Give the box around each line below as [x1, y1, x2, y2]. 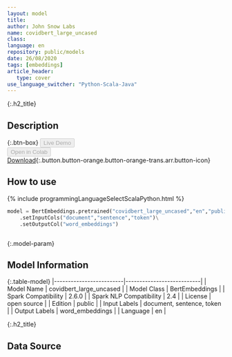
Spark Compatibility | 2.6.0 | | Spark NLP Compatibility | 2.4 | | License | [7, 292, 212, 300]
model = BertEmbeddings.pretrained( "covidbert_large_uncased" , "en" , [7, 208, 209, 215]
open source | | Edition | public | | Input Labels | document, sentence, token [7, 300, 222, 308]
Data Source [7, 340, 61, 352]
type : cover [16, 74, 51, 81]
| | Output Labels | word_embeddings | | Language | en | [7, 307, 166, 315]
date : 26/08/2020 [7, 55, 57, 62]
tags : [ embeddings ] [7, 61, 64, 68]
